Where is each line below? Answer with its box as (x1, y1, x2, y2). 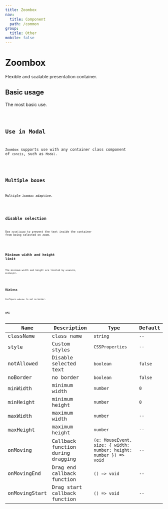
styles (51, 347, 70, 353)
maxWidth (7, 413, 32, 419)
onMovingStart (7, 490, 47, 496)
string (93, 333, 109, 339)
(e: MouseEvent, (93, 437, 132, 443)
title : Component (9, 17, 46, 22)
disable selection (5, 216, 46, 221)
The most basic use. (5, 101, 47, 107)
